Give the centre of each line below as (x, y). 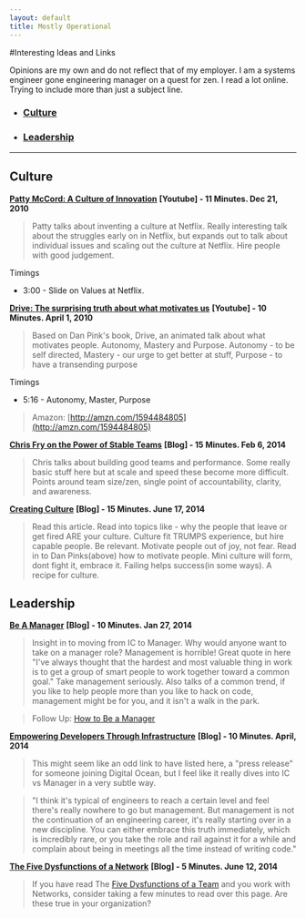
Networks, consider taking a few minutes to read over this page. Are (160, 894)
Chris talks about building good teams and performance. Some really (161, 462)
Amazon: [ (51, 417)
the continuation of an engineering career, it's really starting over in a (161, 820)
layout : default (40, 18)
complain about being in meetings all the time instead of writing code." (164, 849)
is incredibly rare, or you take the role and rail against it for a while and (163, 840)
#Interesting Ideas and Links (62, 52)
